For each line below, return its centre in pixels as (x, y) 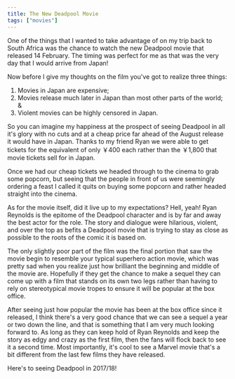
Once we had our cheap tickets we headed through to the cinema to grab (113, 171)
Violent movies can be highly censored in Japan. (88, 113)
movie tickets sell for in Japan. (51, 157)
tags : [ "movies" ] (33, 20)
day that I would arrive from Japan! (58, 63)
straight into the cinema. (42, 194)
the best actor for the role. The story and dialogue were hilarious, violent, (113, 222)
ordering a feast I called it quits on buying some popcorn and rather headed (117, 186)
